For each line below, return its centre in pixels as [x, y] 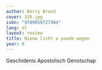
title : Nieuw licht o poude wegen [48, 38]
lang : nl [17, 28]
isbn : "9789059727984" [34, 22]
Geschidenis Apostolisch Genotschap [51, 60]
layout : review [24, 33]
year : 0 [15, 44]
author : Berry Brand [31, 11]
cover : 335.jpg [24, 17]
